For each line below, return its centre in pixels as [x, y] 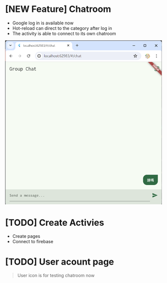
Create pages [26, 236]
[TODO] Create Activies [55, 223]
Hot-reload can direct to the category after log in [62, 28]
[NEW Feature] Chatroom [58, 9]
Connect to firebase [33, 242]
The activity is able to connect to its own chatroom [64, 33]
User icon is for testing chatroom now [56, 276]
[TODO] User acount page [60, 262]
